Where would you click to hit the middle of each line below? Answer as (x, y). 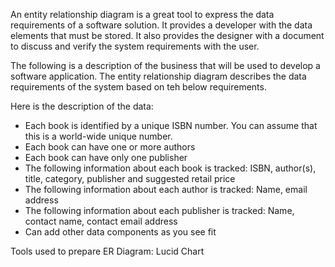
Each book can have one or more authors (110, 147)
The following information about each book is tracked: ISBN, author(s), (170, 168)
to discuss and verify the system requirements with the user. (135, 46)
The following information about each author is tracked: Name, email (166, 189)
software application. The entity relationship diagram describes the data (158, 76)
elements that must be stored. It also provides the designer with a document (167, 35)
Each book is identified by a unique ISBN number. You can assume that (171, 125)
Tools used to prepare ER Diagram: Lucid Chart (107, 251)
